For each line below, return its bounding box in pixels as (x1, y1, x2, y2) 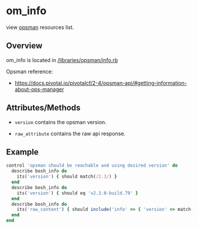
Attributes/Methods (6, 103, 81, 113)
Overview (6, 41, 43, 51)
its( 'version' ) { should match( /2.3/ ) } (16, 174, 117, 180)
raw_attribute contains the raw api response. (14, 130, 126, 137)
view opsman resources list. (6, 24, 74, 31)
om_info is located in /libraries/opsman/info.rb (6, 56, 118, 63)
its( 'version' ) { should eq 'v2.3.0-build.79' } (16, 190, 138, 196)
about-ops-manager (14, 86, 64, 93)
